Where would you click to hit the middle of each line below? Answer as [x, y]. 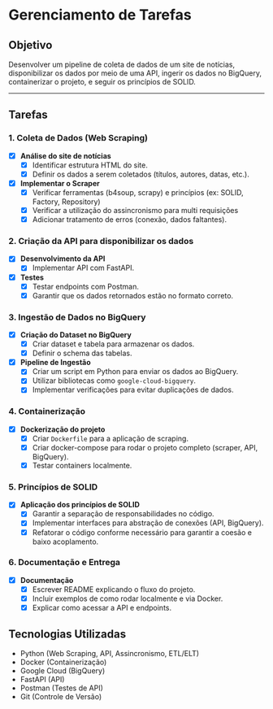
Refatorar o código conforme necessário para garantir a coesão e [142, 532]
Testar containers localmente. [82, 465]
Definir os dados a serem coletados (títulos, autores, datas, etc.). [141, 174]
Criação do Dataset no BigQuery [76, 335]
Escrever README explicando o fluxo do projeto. [114, 589]
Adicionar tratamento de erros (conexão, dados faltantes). [130, 220]
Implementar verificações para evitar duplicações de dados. [133, 390]
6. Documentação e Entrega [64, 563]
